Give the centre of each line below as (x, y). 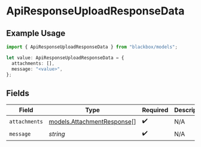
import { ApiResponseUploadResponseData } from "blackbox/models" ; (92, 47)
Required (155, 110)
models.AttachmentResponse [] (92, 121)
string (57, 134)
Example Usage (36, 33)
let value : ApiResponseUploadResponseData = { (65, 58)
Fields (18, 93)
